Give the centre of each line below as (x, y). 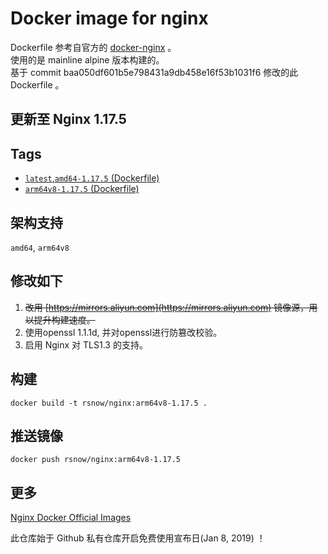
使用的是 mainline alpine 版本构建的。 (87, 59)
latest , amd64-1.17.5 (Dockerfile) (92, 178)
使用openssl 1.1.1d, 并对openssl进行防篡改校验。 (123, 332)
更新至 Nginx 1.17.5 (68, 119)
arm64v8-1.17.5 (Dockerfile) (82, 189)
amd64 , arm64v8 (40, 247)
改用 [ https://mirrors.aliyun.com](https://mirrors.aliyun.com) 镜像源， (167, 307)
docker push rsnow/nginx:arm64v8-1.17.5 (96, 460)
